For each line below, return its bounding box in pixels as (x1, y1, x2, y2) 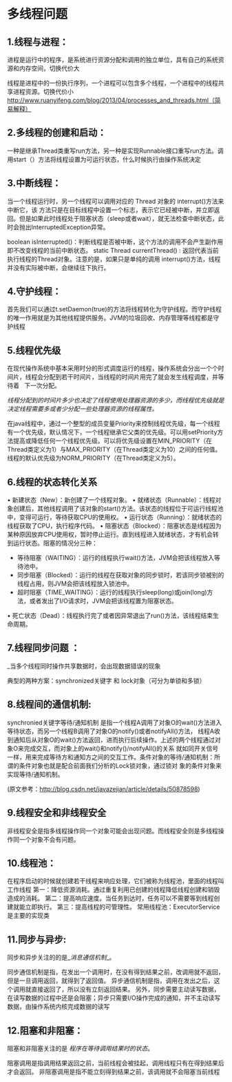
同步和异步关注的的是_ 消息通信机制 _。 (7, 954, 116, 962)
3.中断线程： (7, 177, 62, 189)
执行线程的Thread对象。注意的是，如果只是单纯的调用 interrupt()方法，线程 (7, 255, 221, 263)
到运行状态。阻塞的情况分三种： (7, 539, 98, 548)
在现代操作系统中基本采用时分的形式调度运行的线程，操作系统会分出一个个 (7, 364, 218, 373)
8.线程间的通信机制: (7, 699, 92, 711)
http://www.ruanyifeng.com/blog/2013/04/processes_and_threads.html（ (7, 96, 215, 104)
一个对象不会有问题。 (19, 835, 80, 843)
